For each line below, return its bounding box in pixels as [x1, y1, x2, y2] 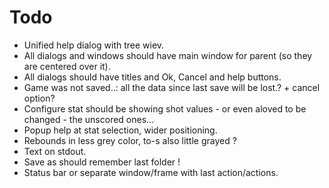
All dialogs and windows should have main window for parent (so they [23, 49, 313, 61]
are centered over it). [23, 60, 111, 72]
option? [23, 92, 56, 104]
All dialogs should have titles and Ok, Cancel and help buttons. [23, 71, 282, 83]
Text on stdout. [23, 145, 87, 157]
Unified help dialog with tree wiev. [23, 39, 165, 51]
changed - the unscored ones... [23, 113, 155, 125]
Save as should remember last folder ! [23, 156, 181, 168]
